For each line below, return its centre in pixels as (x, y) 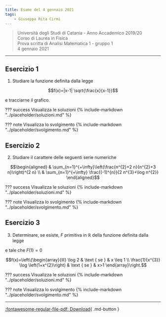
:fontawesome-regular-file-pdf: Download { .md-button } (62, 309)
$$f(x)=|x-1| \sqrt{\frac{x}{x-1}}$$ (83, 91)
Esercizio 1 (22, 69)
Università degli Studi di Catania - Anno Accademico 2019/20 (80, 33)
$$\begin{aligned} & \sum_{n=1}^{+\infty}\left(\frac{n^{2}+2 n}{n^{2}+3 (83, 167)
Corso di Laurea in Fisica (42, 38)
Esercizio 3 (23, 223)
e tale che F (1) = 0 (24, 250)
